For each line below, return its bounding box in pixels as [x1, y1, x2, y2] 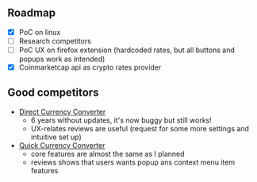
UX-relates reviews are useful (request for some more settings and [30, 123, 249, 133]
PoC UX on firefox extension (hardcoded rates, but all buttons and [18, 45, 236, 55]
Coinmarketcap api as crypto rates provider [18, 63, 162, 72]
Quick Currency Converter [18, 140, 105, 150]
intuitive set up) [30, 132, 82, 142]
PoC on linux [18, 27, 61, 36]
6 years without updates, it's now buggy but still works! [30, 115, 212, 125]
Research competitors [18, 36, 92, 46]
